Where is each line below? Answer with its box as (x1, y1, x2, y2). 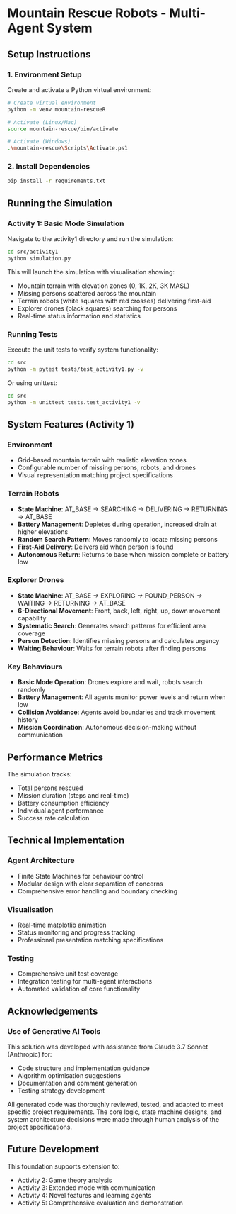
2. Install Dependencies (7, 162, 90, 172)
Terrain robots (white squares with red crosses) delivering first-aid (17, 296, 211, 305)
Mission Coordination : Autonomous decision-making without (17, 723, 196, 732)
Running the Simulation (7, 197, 113, 209)
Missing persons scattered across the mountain (17, 289, 157, 297)
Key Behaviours (7, 662, 63, 672)
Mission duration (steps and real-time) (17, 791, 129, 799)
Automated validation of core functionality (17, 984, 141, 993)
